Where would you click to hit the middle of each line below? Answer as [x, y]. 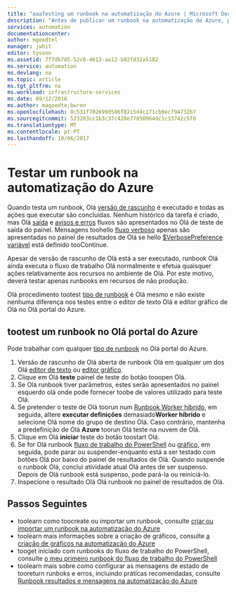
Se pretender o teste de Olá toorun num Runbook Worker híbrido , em [117, 407]
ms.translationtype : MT [42, 125]
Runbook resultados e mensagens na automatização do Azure [107, 581]
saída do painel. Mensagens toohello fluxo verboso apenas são [99, 230]
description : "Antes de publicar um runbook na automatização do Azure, [116, 20]
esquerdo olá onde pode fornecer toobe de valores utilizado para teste [120, 392]
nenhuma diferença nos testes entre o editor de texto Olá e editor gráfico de [118, 302]
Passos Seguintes [47, 504]
